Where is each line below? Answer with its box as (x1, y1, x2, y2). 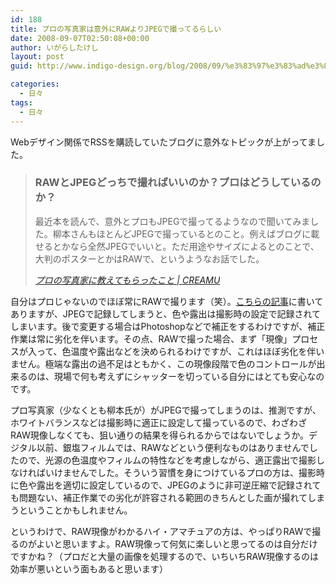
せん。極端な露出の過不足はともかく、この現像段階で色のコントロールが (18, 357, 317, 370)
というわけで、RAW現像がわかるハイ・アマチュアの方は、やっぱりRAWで (10, 525, 313, 537)
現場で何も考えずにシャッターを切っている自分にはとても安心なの (53, 370, 325, 382)
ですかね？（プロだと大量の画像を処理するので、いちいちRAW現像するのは (10, 550, 320, 562)
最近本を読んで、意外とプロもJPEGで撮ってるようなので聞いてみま (34, 215, 311, 227)
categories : (10, 79, 60, 90)
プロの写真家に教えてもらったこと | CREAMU (34, 274, 221, 286)
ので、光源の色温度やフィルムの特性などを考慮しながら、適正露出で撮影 (18, 454, 317, 466)
